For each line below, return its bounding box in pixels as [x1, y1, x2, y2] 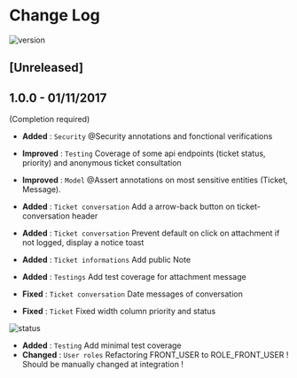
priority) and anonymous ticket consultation [21, 158, 182, 168]
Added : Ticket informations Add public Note [21, 254, 191, 266]
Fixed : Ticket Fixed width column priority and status [21, 306, 216, 317]
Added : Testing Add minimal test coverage [21, 340, 182, 351]
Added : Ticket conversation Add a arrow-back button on [21, 201, 235, 212]
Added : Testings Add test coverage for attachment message [21, 272, 246, 282]
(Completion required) [9, 114, 90, 125]
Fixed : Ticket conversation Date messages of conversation [21, 289, 244, 299]
